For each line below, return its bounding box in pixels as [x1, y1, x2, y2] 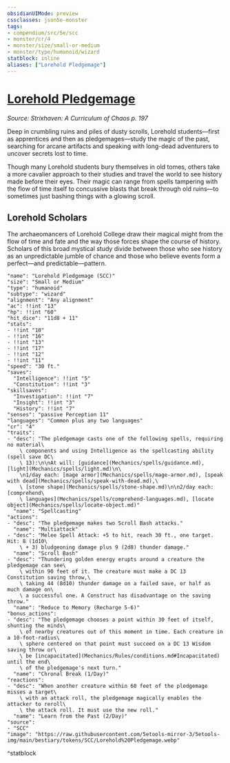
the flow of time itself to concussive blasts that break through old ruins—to [7, 184, 219, 193]
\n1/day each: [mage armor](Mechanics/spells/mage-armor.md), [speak [19, 471, 224, 479]
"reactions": [7, 677, 45, 684]
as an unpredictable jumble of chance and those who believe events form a [7, 252, 221, 261]
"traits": [7, 429, 36, 436]
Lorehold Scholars [7, 212, 87, 223]
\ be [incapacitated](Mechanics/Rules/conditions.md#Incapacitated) [19, 653, 220, 660]
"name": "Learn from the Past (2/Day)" [13, 713, 128, 720]
